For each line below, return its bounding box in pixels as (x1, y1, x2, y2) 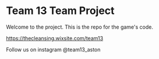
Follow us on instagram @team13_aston (6, 46, 101, 53)
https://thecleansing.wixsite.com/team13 (6, 34, 104, 41)
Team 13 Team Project (6, 4, 115, 18)
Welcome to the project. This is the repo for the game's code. (6, 23, 153, 30)
